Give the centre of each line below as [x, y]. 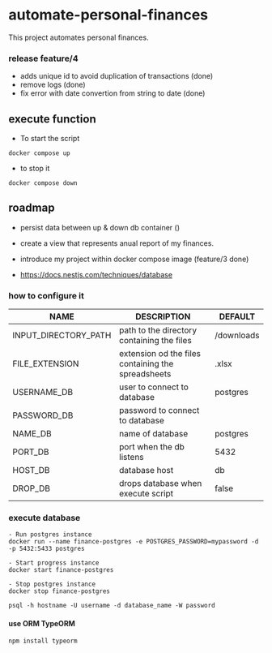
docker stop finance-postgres [59, 591]
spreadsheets [145, 374]
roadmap [32, 208]
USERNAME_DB [43, 393]
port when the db [151, 447]
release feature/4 [43, 58]
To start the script [50, 139]
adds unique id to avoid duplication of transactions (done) [117, 76]
